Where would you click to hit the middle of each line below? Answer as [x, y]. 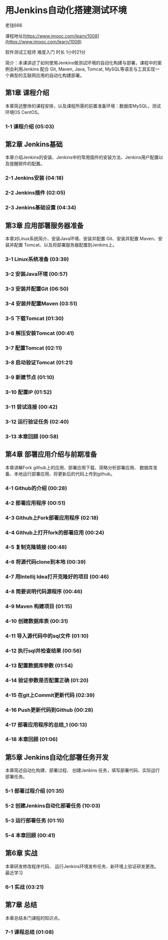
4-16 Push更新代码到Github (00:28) [49, 710]
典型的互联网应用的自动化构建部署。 [47, 75]
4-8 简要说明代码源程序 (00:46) [44, 592]
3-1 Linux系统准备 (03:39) [37, 259]
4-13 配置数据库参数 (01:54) [39, 665]
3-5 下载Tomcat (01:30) [35, 318]
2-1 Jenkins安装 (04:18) [34, 178]
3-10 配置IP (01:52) [29, 392]
